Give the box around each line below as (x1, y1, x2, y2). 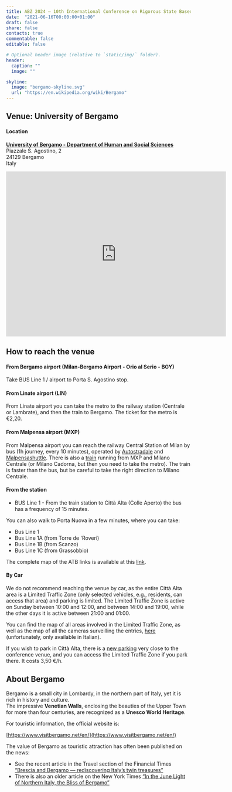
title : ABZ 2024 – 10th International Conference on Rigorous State (6, 8, 177, 15)
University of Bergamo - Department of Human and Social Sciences (6, 141, 174, 148)
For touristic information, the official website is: (6, 720, 120, 727)
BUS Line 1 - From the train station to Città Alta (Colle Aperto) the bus (14, 499, 182, 506)
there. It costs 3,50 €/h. (6, 658, 63, 664)
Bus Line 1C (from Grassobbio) (14, 547, 89, 554)
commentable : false (6, 36, 54, 42)
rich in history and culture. (6, 696, 70, 703)
